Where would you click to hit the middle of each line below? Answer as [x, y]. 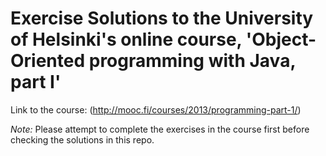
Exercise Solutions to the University [162, 18]
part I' [36, 82]
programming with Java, [192, 61]
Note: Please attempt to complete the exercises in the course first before [160, 129]
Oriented [48, 61]
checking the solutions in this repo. [82, 139]
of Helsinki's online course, [126, 39]
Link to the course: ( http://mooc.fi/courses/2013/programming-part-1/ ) [156, 109]
